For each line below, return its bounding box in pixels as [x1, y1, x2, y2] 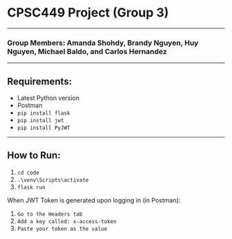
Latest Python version [17, 94, 80, 102]
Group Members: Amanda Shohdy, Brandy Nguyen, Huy [7, 38, 199, 48]
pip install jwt [17, 117, 64, 124]
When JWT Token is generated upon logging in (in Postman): [7, 195, 181, 204]
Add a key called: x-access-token [17, 218, 117, 225]
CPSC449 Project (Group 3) [7, 5, 169, 21]
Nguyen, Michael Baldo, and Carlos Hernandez [7, 46, 167, 56]
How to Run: [7, 150, 61, 162]
